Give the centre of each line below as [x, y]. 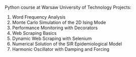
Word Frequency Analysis [39, 17]
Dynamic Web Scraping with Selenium [52, 38]
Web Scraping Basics [34, 33]
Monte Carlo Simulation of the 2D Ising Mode [59, 22]
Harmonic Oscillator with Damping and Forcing [61, 49]
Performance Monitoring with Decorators [55, 28]
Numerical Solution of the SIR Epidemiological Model [67, 44]
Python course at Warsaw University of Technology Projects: [68, 7]
